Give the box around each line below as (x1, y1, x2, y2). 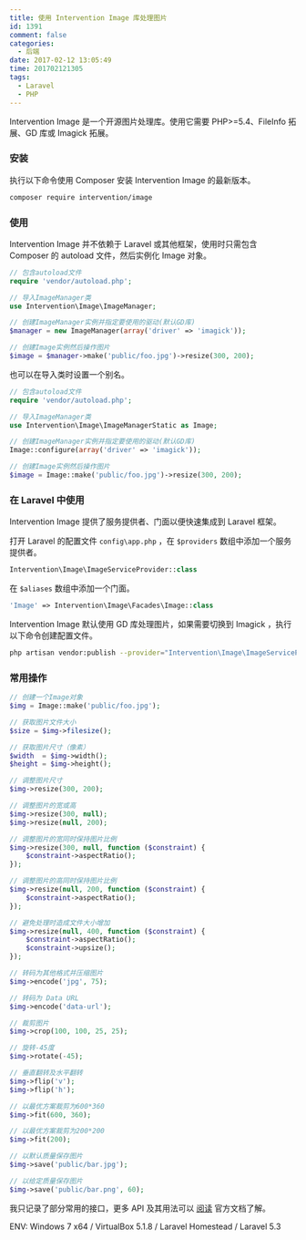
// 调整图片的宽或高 (9, 801, 76, 811)
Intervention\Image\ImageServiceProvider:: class (9, 565, 198, 574)
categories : (9, 38, 55, 48)
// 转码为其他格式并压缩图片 (9, 968, 104, 978)
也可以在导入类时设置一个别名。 (9, 368, 129, 379)
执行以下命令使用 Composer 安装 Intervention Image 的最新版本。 (9, 174, 256, 185)
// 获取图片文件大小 (9, 718, 76, 727)
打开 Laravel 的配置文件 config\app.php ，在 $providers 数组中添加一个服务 (9, 535, 292, 547)
